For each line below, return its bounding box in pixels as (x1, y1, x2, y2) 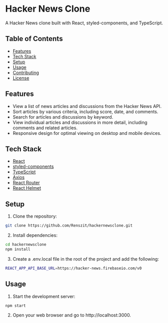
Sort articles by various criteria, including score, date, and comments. (12, 109, 158, 115)
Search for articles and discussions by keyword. (12, 114, 113, 120)
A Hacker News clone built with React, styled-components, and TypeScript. (5, 20, 163, 26)
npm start (5, 303, 26, 308)
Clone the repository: (12, 213, 57, 220)
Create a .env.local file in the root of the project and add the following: (12, 256, 159, 262)
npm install (5, 246, 30, 252)
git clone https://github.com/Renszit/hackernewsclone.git (5, 223, 133, 228)
